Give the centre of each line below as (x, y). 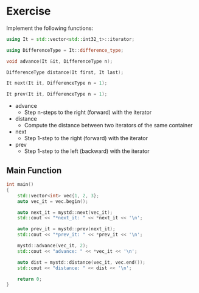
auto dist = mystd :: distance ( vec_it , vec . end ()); (82, 262)
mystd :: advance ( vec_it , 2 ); (53, 245)
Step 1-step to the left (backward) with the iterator (87, 151)
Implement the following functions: (50, 28)
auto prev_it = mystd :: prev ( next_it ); (66, 229)
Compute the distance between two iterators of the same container (108, 125)
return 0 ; (30, 279)
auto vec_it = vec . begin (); (53, 201)
